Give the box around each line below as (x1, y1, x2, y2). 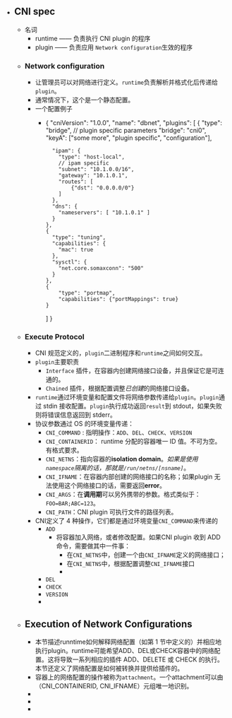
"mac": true (58, 247, 94, 254)
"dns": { (51, 203, 78, 211)
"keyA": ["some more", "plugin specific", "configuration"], (45, 134, 212, 142)
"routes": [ (58, 178, 94, 186)
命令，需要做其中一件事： (56, 542, 130, 551)
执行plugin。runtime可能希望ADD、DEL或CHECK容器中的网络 (35, 647, 215, 655)
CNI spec (13, 6, 56, 18)
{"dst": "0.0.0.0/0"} (71, 184, 135, 192)
